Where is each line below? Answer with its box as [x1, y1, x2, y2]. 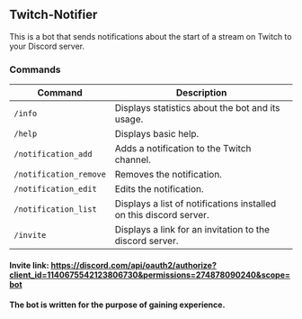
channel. [114, 153, 151, 166]
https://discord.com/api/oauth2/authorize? [50, 260, 218, 270]
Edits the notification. [114, 183, 204, 196]
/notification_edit [13, 184, 97, 195]
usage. [114, 113, 144, 125]
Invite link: [9, 260, 49, 270]
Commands [9, 63, 61, 76]
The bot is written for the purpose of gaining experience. [9, 299, 226, 310]
